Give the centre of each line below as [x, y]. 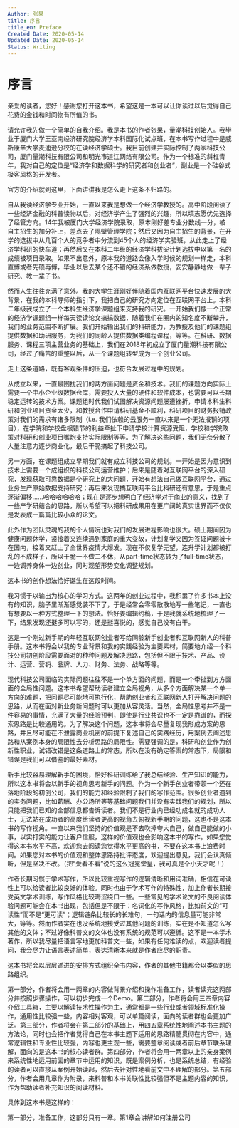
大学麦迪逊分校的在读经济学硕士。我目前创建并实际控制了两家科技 [122, 148]
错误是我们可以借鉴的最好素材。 [54, 759]
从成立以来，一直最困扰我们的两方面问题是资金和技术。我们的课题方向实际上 [119, 383]
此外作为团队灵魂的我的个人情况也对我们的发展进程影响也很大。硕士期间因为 [119, 529]
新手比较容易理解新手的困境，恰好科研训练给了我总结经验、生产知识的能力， [119, 775]
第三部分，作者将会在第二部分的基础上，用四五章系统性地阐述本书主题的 [126, 1025]
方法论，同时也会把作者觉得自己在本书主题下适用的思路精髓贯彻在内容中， [116, 1033]
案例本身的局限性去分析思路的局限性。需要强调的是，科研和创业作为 [126, 741]
